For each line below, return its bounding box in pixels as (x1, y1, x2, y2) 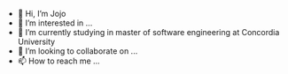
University (17, 36, 56, 47)
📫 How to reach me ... (17, 55, 100, 66)
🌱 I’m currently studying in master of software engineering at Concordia (17, 27, 280, 37)
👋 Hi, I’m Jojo (17, 9, 66, 18)
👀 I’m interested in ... (17, 18, 93, 28)
